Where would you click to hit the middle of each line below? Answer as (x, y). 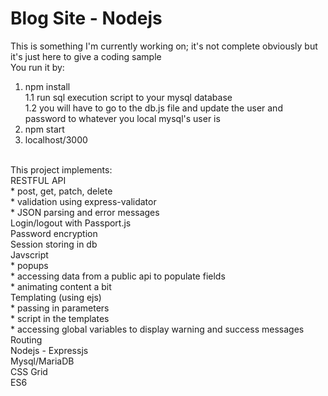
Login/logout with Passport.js (71, 223)
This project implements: (61, 169)
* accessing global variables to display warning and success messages (157, 329)
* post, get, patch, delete (61, 191)
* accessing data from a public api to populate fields (118, 276)
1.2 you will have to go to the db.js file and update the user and (153, 108)
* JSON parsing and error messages (85, 212)
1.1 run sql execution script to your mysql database (128, 97)
